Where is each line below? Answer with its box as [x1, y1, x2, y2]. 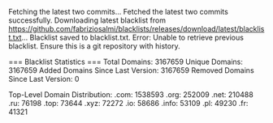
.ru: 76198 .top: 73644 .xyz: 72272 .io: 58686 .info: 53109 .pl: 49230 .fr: [8, 99, 249, 108]
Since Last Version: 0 [8, 74, 80, 83]
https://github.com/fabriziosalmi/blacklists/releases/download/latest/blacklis [8, 24, 265, 33]
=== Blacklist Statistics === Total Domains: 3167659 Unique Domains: [8, 57, 244, 66]
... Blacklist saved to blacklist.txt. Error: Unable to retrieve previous [21, 32, 244, 42]
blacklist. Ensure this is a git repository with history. [8, 41, 180, 51]
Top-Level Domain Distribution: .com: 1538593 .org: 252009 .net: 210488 [8, 90, 253, 100]
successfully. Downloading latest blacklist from [8, 15, 167, 25]
